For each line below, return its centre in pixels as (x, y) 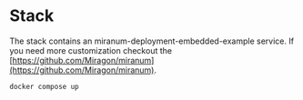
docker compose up (44, 86)
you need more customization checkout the (91, 50)
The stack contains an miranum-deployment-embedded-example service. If (151, 41)
